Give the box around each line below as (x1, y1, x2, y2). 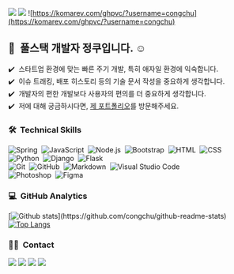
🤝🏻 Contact (8, 239, 55, 250)
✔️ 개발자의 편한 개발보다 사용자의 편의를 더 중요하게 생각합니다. (8, 88, 207, 98)
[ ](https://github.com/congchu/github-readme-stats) (8, 212, 227, 221)
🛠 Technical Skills (8, 124, 81, 135)
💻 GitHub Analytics (8, 190, 88, 201)
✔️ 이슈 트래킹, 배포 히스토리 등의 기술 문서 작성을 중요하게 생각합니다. (8, 76, 225, 86)
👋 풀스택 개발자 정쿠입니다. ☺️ (8, 42, 146, 55)
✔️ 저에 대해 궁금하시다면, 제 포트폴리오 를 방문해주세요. (8, 101, 179, 111)
